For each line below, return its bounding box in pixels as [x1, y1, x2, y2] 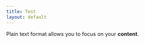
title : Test [6, 8, 36, 15]
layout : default [6, 14, 47, 20]
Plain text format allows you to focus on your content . [6, 30, 139, 37]
